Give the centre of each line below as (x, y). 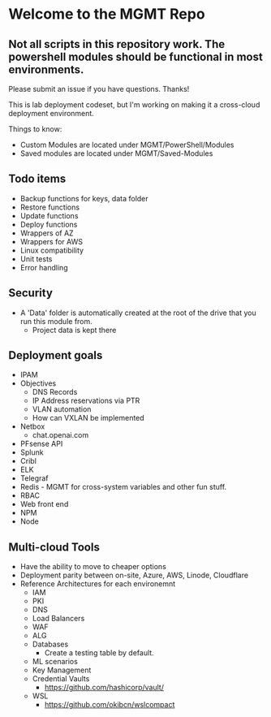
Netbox (32, 426)
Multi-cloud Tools (54, 547)
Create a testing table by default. (99, 653)
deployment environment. (52, 113)
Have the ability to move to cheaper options (93, 567)
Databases (50, 644)
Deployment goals (56, 355)
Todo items (37, 179)
